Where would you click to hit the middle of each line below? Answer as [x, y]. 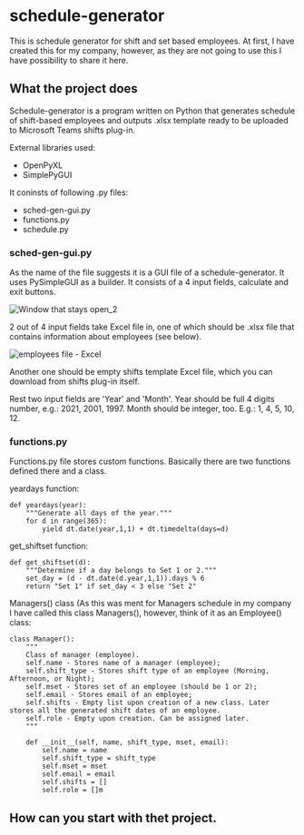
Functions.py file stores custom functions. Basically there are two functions [150, 462]
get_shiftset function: [49, 546]
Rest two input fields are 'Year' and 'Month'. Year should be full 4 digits [142, 399]
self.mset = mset [74, 766]
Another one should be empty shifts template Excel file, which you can [141, 372]
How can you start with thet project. [113, 818]
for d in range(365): [66, 521]
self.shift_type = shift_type [99, 759]
